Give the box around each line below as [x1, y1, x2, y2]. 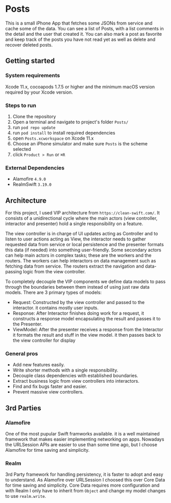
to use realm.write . [5, 493, 46, 499]
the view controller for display [12, 337, 76, 343]
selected [12, 146, 32, 152]
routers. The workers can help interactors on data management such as [5, 258, 156, 264]
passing [5, 269, 22, 275]
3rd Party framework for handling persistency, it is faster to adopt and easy [5, 471, 163, 477]
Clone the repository [12, 113, 56, 119]
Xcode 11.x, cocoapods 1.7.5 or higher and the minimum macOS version [5, 83, 155, 90]
